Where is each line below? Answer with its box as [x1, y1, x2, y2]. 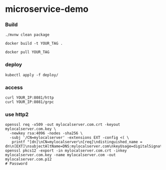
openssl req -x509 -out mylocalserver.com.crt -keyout [5, 122, 121, 127]
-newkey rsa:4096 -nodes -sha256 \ [9, 131, 83, 136]
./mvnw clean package [5, 32, 50, 38]
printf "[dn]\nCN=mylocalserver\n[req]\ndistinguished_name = [11, 140, 142, 145]
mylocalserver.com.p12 [5, 157, 52, 162]
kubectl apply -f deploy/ [5, 72, 58, 77]
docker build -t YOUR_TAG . [5, 41, 63, 46]
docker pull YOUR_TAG [5, 50, 50, 55]
